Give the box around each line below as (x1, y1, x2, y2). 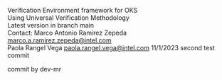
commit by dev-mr (7, 65, 62, 73)
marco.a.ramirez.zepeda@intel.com (7, 36, 112, 45)
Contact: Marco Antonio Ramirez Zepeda (7, 28, 127, 37)
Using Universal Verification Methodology (7, 13, 129, 22)
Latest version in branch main (7, 21, 95, 29)
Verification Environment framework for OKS (7, 6, 138, 14)
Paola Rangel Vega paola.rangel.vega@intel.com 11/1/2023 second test (7, 44, 215, 52)
